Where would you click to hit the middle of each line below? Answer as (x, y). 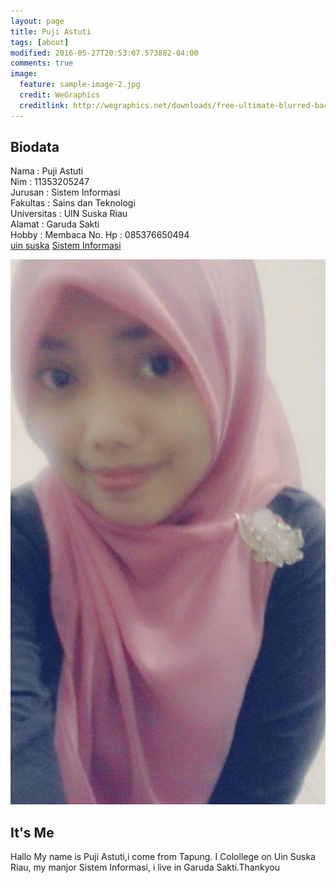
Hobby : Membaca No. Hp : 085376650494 (100, 235)
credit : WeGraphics (60, 95)
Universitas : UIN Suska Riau (69, 214)
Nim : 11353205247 (50, 182)
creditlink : (44, 105)
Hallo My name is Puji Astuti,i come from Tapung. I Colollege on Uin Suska (163, 857)
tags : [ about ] (40, 42)
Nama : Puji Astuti (47, 171)
